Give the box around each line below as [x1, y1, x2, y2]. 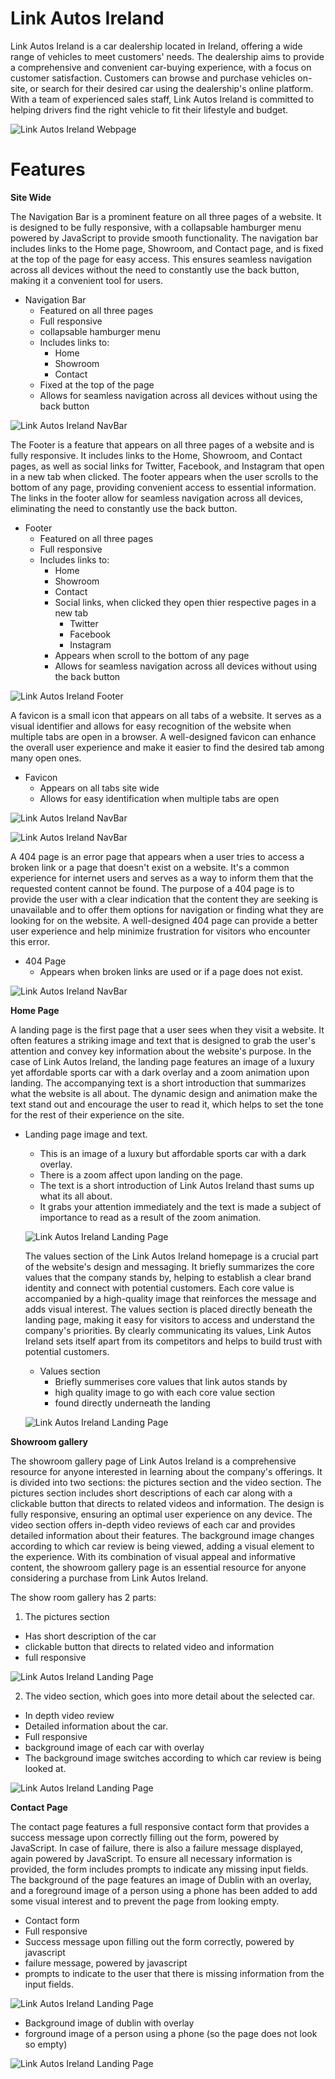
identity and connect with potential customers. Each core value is [24, 1282, 295, 1294]
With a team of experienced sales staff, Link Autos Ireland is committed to [10, 93, 315, 105]
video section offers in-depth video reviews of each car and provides [10, 1518, 296, 1531]
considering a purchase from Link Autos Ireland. [10, 1572, 209, 1584]
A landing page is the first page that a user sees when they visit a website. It [10, 1023, 325, 1036]
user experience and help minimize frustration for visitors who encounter [10, 925, 311, 937]
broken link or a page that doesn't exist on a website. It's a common [10, 861, 290, 873]
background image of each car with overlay [24, 1741, 205, 1753]
